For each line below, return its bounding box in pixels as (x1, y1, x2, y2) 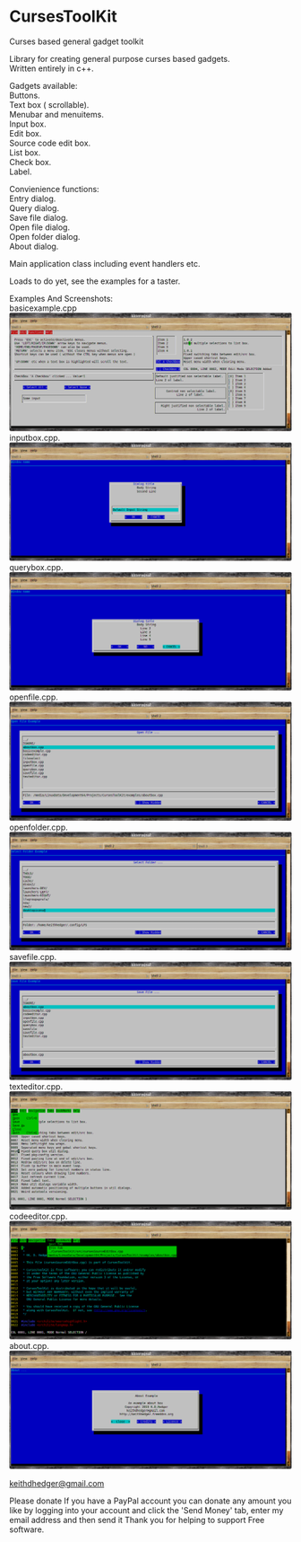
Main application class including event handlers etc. (9, 258, 201, 269)
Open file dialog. (9, 222, 70, 233)
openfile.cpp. (9, 692, 58, 702)
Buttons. (9, 90, 40, 101)
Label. (9, 166, 32, 177)
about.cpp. (9, 1341, 49, 1352)
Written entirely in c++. (9, 63, 94, 74)
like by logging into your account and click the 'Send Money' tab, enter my (9, 1505, 284, 1516)
